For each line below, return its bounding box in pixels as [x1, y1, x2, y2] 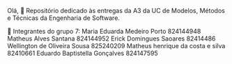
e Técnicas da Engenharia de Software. [7, 14, 121, 22]
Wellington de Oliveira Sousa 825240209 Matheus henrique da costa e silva [7, 42, 226, 50]
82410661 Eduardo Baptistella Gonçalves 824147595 [7, 49, 158, 57]
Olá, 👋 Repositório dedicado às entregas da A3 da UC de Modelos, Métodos [7, 7, 225, 14]
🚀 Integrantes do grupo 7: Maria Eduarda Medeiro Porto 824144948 [7, 28, 201, 35]
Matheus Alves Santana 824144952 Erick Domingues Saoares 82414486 [7, 34, 216, 43]
